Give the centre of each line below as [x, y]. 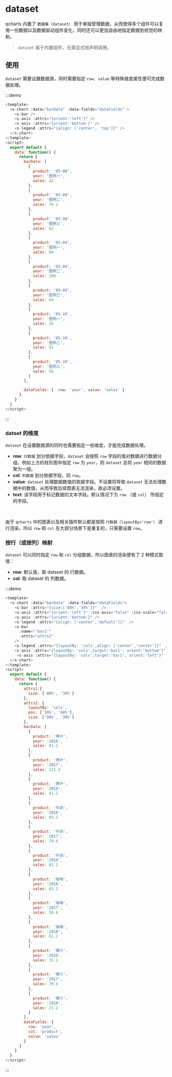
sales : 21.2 [45, 1008]
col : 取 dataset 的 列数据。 [41, 578]
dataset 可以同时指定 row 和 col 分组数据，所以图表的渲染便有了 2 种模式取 [84, 555]
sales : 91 [43, 347]
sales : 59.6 [45, 913]
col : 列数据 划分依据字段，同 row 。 [48, 475]
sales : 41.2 [45, 794]
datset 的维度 [22, 433]
